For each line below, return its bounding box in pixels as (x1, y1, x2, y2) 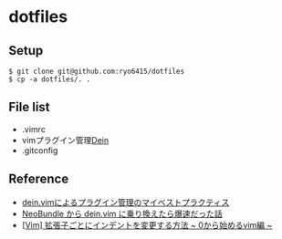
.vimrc (21, 123, 47, 134)
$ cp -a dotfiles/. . (8, 75, 91, 84)
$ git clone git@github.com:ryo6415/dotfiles (8, 67, 184, 76)
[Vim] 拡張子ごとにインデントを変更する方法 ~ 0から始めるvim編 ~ (21, 219, 273, 230)
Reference (8, 171, 69, 187)
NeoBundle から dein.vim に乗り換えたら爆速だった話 (21, 208, 223, 219)
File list (8, 99, 51, 115)
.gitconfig (21, 144, 58, 156)
